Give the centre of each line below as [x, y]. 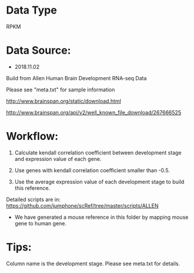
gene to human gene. [40, 223]
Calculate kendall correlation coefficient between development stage [98, 152]
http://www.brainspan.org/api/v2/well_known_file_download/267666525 [94, 112]
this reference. [32, 188]
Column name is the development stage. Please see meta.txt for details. [93, 264]
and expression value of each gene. [58, 159]
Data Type [31, 10]
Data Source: [39, 50]
